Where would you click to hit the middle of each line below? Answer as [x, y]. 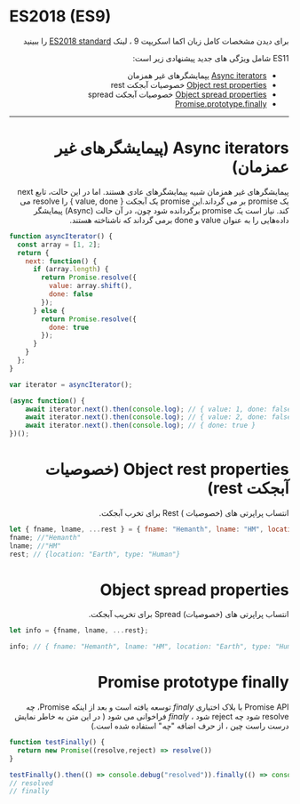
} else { [49, 310]
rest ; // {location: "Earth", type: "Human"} [95, 554]
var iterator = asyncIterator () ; [71, 384]
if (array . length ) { [71, 269]
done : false [71, 294]
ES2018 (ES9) [60, 16]
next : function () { [61, 261]
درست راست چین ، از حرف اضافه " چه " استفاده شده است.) [190, 726]
